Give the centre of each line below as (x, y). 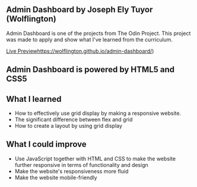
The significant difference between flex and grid (74, 120)
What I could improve (47, 144)
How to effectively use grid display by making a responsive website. (98, 113)
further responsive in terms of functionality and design (81, 165)
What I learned (34, 99)
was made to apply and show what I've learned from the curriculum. (90, 39)
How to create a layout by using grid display (69, 126)
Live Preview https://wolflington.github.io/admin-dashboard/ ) (80, 51)
